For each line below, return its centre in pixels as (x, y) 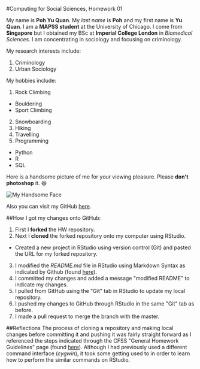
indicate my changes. (41, 285)
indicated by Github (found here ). (56, 272)
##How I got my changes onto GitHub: (54, 218)
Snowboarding (33, 122)
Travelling (27, 134)
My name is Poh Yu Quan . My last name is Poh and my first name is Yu (94, 20)
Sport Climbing (33, 110)
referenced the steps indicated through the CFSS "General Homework (93, 341)
